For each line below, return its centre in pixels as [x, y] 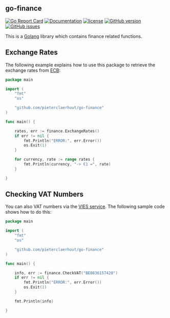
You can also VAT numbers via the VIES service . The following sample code [85, 207]
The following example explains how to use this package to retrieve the [80, 65]
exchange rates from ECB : [33, 70]
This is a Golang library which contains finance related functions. [74, 36]
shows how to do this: [28, 212]
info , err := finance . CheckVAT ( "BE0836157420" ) [66, 273]
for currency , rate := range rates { [55, 160]
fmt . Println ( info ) [34, 301]
